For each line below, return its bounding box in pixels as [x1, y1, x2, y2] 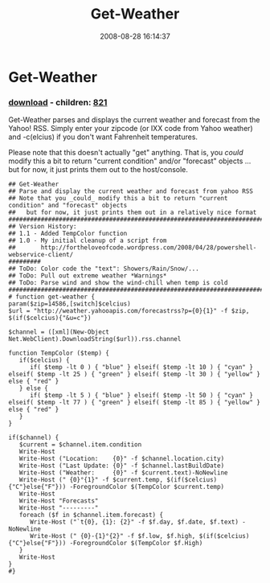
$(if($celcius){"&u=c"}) [8, 314, 92, 322]
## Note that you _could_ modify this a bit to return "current [8, 195, 228, 203]
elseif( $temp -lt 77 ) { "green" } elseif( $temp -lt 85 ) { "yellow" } [8, 399, 261, 407]
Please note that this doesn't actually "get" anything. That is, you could [8, 148, 243, 158]
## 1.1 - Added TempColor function [8, 230, 128, 238]
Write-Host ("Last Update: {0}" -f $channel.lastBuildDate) [18, 462, 225, 470]
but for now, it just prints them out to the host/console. [8, 165, 189, 174]
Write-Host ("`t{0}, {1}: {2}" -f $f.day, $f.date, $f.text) [29, 518, 239, 527]
